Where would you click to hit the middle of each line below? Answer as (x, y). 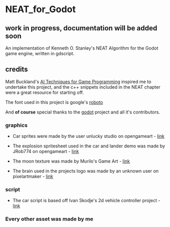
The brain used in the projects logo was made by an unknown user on (86, 171)
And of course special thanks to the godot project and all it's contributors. (83, 112)
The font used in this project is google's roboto (54, 102)
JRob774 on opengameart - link (46, 152)
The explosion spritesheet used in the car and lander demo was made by (89, 146)
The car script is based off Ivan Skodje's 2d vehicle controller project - (87, 201)
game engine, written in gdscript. (40, 53)
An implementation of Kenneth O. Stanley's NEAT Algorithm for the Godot (82, 48)
